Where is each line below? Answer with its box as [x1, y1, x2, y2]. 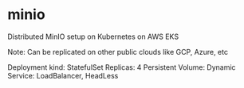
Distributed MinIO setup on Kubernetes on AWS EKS [7, 32, 179, 41]
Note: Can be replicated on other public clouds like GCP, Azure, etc [7, 47, 229, 56]
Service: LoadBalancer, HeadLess [7, 71, 119, 80]
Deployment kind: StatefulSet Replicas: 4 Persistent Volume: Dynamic [7, 62, 236, 72]
